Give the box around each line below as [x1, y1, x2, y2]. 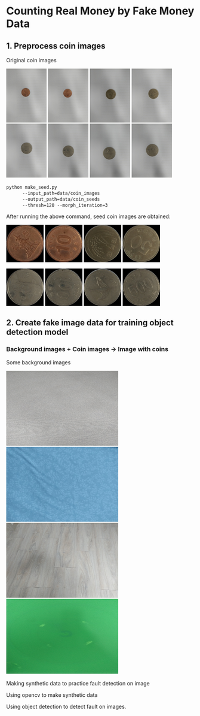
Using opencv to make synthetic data [6, 691, 98, 699]
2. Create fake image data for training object [6, 318, 174, 328]
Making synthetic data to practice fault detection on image [6, 679, 150, 687]
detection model [6, 327, 69, 337]
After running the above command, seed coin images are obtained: [6, 213, 171, 220]
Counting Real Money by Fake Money [6, 4, 195, 18]
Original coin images [6, 57, 57, 64]
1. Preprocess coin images [6, 41, 106, 51]
